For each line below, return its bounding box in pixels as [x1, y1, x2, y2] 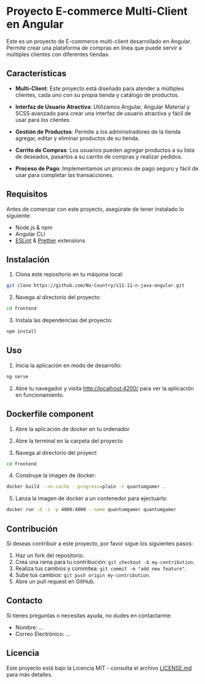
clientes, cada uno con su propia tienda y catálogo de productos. [15, 91, 179, 99]
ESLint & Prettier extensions [15, 237, 86, 244]
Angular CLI [15, 230, 45, 237]
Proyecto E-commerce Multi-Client [6, 4, 188, 18]
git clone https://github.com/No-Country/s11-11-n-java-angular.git [6, 283, 185, 289]
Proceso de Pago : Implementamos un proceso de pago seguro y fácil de [15, 164, 199, 172]
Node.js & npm [15, 224, 53, 231]
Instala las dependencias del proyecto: [15, 317, 113, 324]
